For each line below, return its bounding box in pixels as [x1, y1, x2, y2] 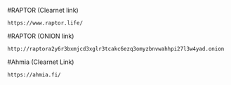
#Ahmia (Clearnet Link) [7, 58, 74, 66]
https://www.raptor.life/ [7, 20, 83, 27]
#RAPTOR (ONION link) [7, 32, 74, 40]
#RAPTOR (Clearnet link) [7, 6, 79, 14]
